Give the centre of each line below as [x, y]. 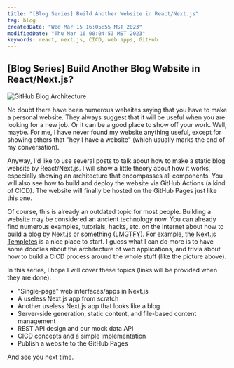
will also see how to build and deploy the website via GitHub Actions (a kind [116, 183]
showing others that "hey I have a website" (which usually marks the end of [116, 139]
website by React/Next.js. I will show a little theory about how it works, [109, 168]
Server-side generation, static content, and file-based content [107, 313]
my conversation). [33, 147]
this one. [20, 198]
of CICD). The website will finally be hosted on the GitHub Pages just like [112, 190]
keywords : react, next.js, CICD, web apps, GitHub [83, 40]
